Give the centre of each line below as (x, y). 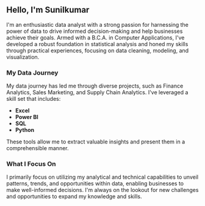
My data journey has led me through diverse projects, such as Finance (95, 86)
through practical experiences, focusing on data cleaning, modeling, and (98, 50)
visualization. (23, 57)
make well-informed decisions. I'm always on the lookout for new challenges (103, 190)
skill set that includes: (34, 99)
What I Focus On (31, 164)
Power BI (27, 117)
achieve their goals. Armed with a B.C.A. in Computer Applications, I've (95, 37)
